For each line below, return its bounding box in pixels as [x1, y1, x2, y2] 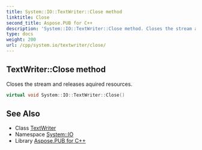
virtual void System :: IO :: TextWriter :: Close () [6, 92, 125, 98]
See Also [6, 109, 40, 119]
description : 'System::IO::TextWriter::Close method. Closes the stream [6, 25, 192, 32]
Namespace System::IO [14, 131, 74, 138]
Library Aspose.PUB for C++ [14, 137, 86, 145]
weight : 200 [6, 37, 36, 43]
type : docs [6, 31, 34, 37]
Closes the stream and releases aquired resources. [6, 80, 133, 88]
